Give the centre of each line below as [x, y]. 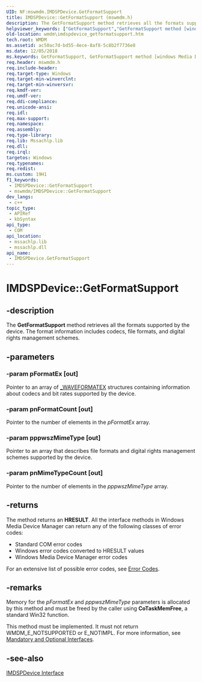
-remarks [24, 588]
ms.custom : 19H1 [26, 175]
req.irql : [19, 152]
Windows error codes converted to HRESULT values [79, 551]
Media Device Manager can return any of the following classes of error [94, 526]
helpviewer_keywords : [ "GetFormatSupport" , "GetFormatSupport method [94, 29]
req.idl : [17, 113]
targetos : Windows [29, 157]
